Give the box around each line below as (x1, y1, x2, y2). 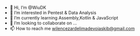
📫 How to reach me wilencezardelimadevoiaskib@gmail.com (9, 26, 135, 31)
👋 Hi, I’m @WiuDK (9, 5, 47, 10)
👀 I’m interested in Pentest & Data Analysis (9, 10, 96, 16)
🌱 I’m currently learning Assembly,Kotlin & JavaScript (9, 15, 119, 20)
